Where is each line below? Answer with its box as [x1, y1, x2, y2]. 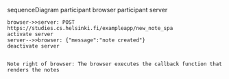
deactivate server [7, 43, 60, 50]
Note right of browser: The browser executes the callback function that [7, 61, 223, 67]
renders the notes [7, 67, 60, 74]
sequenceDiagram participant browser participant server [7, 6, 168, 14]
